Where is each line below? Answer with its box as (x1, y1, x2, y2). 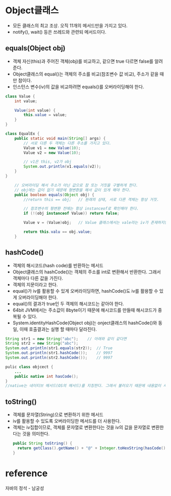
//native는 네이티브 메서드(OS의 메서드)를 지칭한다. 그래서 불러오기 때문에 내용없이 (5, 383, 161, 388)
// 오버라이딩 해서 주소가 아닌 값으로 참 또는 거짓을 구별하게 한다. (14, 182, 138, 188)
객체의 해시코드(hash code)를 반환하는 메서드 (12, 262, 103, 268)
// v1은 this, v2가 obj (23, 159, 72, 165)
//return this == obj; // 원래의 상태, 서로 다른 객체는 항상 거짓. (23, 197, 159, 202)
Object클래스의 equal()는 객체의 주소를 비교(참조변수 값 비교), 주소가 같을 (12, 71, 159, 77)
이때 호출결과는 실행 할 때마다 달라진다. (19, 326, 97, 332)
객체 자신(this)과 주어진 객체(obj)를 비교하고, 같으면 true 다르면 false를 (12, 58, 154, 64)
